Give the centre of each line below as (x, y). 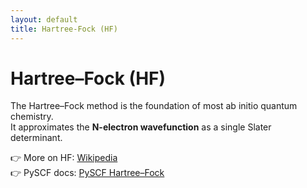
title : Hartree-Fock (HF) (64, 29)
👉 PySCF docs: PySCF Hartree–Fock (87, 173)
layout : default (44, 19)
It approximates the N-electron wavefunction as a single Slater (141, 127)
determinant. (36, 138)
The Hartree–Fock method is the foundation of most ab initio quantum (154, 106)
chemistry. (32, 117)
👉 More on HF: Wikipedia (64, 158)
